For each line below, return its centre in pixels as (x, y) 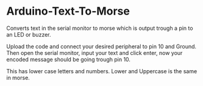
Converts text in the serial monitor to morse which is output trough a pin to (100, 28)
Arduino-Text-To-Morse (68, 11)
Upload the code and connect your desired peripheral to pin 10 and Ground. (101, 46)
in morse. (18, 77)
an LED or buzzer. (29, 34)
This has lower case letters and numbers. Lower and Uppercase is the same (102, 71)
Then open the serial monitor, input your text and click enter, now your (94, 52)
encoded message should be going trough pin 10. (69, 59)
